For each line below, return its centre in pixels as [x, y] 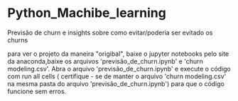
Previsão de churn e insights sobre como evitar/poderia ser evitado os [110, 32]
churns [18, 40]
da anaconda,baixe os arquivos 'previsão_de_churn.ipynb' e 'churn [106, 61]
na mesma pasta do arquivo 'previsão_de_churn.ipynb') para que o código [116, 83]
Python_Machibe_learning [87, 13]
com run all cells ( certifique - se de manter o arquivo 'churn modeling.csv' [117, 76]
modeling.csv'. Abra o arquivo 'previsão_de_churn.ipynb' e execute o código [119, 69]
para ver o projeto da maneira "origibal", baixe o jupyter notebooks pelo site [118, 54]
